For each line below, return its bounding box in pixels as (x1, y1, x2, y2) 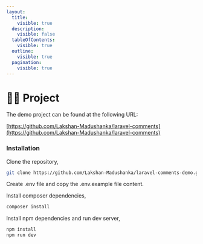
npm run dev (6, 232, 36, 239)
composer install (6, 204, 50, 210)
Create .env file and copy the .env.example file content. (6, 181, 144, 188)
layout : (6, 8, 26, 15)
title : (11, 14, 28, 21)
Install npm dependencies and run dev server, (6, 215, 121, 222)
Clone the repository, (6, 158, 59, 165)
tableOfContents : (11, 37, 56, 43)
